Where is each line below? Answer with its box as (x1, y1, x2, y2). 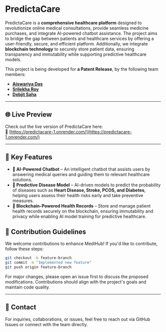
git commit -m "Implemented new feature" (5, 260, 92, 265)
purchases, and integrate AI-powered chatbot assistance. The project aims (5, 30, 158, 36)
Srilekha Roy (12, 86, 39, 92)
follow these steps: (5, 246, 43, 252)
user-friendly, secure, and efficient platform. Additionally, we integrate (5, 41, 148, 46)
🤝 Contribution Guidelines (5, 227, 86, 236)
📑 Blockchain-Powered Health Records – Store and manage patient (12, 203, 151, 208)
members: (5, 71, 26, 77)
